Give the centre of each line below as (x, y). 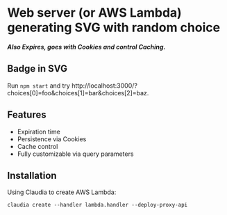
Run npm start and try (39, 86)
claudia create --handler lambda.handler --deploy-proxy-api (98, 205)
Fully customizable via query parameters (75, 154)
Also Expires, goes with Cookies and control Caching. (86, 47)
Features (27, 115)
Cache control (37, 146)
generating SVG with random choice (114, 27)
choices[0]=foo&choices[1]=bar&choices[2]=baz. (78, 93)
